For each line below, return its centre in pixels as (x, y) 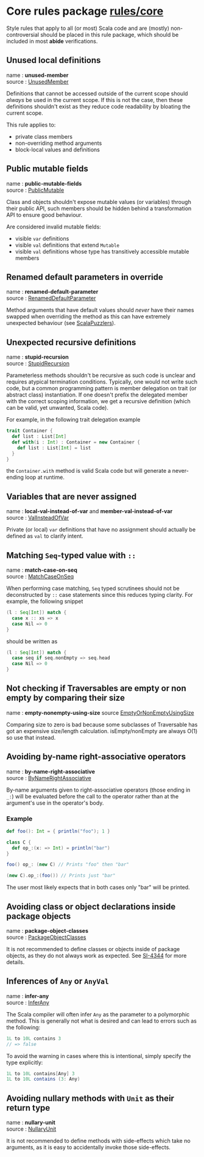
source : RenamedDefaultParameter (51, 298)
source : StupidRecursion (38, 363)
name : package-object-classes (47, 931)
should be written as (32, 641)
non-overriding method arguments (58, 143)
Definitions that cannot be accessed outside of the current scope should (97, 93)
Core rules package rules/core (85, 11)
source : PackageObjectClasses (46, 937)
